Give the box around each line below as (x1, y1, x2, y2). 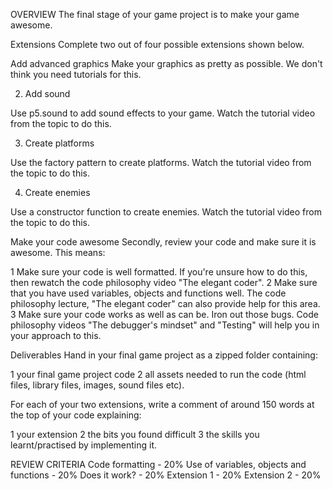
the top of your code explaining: (10, 409, 142, 421)
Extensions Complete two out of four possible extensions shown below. (10, 39, 305, 50)
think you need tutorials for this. (10, 69, 142, 80)
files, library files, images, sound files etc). (10, 379, 185, 391)
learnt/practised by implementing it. (10, 439, 158, 451)
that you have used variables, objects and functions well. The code (10, 287, 287, 299)
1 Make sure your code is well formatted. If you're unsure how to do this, (10, 266, 308, 278)
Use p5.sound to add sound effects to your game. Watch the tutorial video (10, 107, 316, 119)
